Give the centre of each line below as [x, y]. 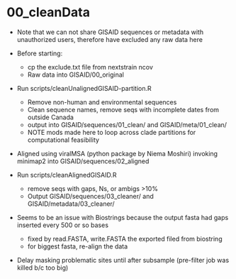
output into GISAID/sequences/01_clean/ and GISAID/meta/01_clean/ [127, 124]
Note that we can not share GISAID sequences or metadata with [110, 32]
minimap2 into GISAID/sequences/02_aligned [83, 161]
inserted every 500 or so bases [63, 225]
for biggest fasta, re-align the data [78, 246]
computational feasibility [63, 140]
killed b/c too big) [43, 268]
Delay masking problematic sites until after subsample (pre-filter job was [123, 260]
